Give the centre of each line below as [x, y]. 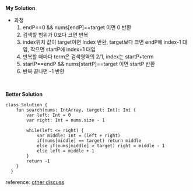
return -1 [38, 161]
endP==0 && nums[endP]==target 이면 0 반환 [77, 27]
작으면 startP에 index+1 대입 [63, 49]
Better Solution [24, 94]
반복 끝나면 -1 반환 [43, 71]
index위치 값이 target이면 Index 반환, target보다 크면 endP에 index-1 [102, 42]
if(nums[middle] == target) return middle [89, 141]
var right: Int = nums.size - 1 [66, 120]
